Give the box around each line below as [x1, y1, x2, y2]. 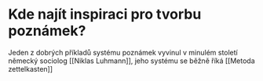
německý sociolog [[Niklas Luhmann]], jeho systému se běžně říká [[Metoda [8, 56, 255, 65]
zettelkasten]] [8, 64, 53, 73]
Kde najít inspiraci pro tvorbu [8, 5, 202, 23]
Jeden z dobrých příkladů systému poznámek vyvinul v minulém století [8, 48, 238, 57]
